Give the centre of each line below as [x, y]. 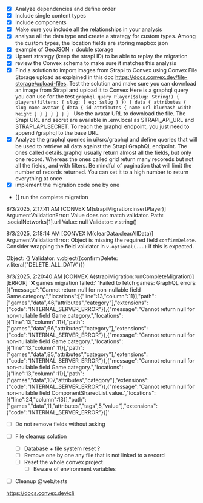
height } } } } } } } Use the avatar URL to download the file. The [100, 113]
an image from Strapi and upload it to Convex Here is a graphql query [102, 90]
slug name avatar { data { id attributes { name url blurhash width [103, 108]
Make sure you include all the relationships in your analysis [88, 29]
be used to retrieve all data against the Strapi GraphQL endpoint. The [101, 146]
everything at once [38, 178]
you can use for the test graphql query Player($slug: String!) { [97, 96]
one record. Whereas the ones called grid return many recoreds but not [104, 159]
